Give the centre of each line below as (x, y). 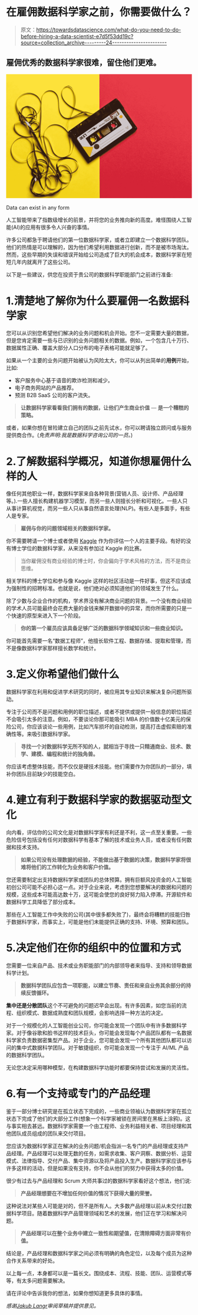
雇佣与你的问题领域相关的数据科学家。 (67, 528)
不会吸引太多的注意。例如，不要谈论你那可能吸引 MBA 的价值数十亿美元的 (96, 719)
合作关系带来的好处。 (32, 1261)
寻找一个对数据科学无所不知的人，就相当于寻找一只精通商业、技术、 (103, 747)
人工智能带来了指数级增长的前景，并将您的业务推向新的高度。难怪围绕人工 (96, 220)
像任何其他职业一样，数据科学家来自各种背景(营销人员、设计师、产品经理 (95, 494)
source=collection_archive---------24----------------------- (93, 43)
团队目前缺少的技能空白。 (47, 774)
